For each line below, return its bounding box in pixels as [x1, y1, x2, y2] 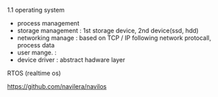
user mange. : [17, 48, 57, 56]
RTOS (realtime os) [7, 69, 61, 77]
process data [17, 41, 55, 49]
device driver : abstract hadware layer [17, 56, 126, 64]
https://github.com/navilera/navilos [7, 83, 107, 90]
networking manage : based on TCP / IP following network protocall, [17, 34, 212, 42]
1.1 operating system [7, 6, 65, 14]
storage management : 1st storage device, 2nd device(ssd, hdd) [17, 27, 199, 34]
